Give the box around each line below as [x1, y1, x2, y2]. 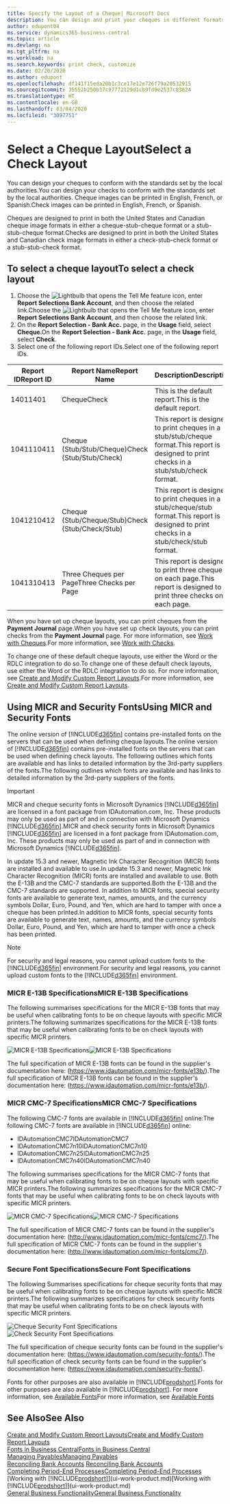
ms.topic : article [7, 36, 60, 42]
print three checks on [154, 591, 224, 600]
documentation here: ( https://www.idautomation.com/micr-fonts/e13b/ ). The [7, 1067, 220, 1075]
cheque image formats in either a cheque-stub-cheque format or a [7, 221, 195, 230]
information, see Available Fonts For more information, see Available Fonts [7, 1392, 214, 1401]
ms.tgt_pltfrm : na [7, 49, 60, 56]
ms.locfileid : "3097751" [7, 112, 78, 119]
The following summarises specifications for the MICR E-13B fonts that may [7, 1004, 220, 1012]
